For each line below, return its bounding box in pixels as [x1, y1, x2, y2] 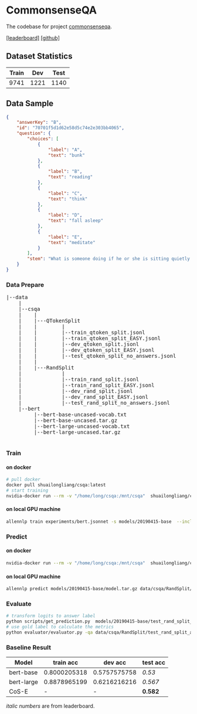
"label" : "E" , [47, 234, 83, 240]
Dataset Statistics [6, 51, 73, 62]
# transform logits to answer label [6, 613, 96, 619]
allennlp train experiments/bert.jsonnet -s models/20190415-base [6, 519, 172, 525]
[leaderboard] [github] [6, 34, 60, 41]
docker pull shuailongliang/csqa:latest [6, 482, 107, 488]
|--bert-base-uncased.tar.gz [33, 417, 118, 424]
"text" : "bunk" [47, 152, 85, 158]
